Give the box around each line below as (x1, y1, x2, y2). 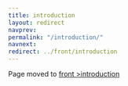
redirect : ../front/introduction (8, 48, 118, 56)
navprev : (8, 26, 37, 34)
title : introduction (8, 11, 76, 20)
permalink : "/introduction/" (8, 33, 104, 41)
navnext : (8, 41, 37, 48)
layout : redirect (8, 19, 65, 27)
